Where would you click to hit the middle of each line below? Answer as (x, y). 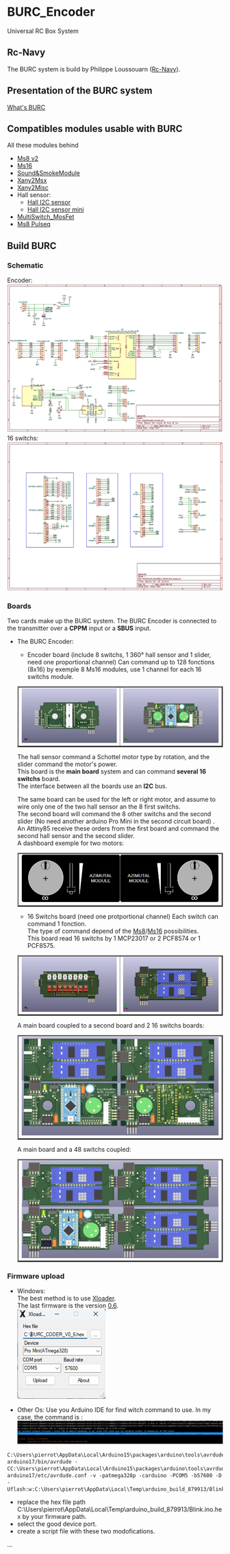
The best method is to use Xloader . (66, 1299)
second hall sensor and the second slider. (76, 835)
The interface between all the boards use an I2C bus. (92, 786)
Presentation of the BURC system (80, 91)
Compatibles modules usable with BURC (95, 129)
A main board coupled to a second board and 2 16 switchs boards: (111, 1025)
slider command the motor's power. (67, 764)
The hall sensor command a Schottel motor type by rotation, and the (113, 756)
